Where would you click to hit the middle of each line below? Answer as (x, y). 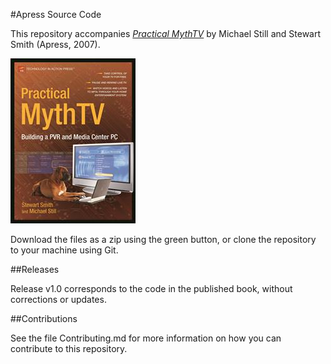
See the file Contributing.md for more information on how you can (146, 338)
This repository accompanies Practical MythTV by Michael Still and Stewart (166, 33)
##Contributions (44, 318)
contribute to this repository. (69, 348)
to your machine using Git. (64, 250)
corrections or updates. (58, 299)
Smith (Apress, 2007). (55, 44)
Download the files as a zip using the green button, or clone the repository (163, 239)
